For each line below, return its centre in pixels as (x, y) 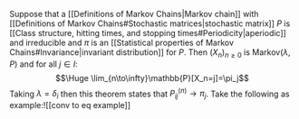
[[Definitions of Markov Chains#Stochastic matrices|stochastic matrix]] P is (150, 23)
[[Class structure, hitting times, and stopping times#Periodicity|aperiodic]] (148, 33)
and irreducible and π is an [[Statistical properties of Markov (121, 42)
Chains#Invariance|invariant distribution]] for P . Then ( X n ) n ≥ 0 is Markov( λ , (150, 53)
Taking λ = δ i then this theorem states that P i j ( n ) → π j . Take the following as (149, 94)
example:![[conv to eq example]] (70, 105)
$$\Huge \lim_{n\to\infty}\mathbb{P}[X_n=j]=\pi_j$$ (152, 78)
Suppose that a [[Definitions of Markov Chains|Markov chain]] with (134, 14)
